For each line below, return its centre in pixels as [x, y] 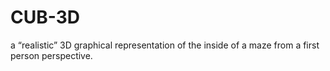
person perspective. [51, 55]
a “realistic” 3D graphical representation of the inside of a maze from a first [165, 45]
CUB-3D [45, 17]
